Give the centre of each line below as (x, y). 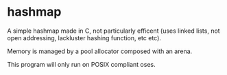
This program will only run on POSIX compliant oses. (81, 64)
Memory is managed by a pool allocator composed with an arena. (100, 51)
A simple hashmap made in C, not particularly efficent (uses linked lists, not (114, 31)
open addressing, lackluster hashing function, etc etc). (84, 37)
